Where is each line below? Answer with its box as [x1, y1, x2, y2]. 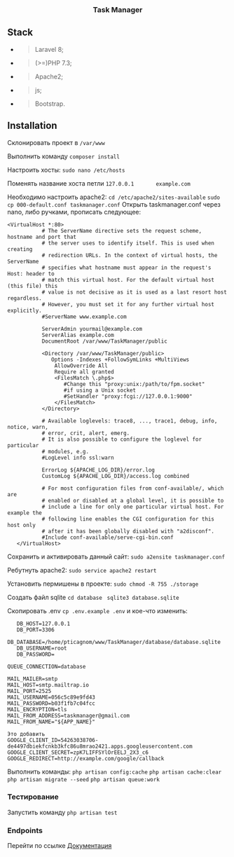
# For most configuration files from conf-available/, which [41, 485, 224, 492]
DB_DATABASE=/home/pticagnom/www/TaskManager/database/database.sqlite [7, 638, 221, 645]
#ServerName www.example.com [41, 313, 128, 320]
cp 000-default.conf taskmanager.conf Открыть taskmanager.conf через [7, 200, 221, 208]
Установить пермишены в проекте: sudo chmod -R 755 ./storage [7, 580, 199, 588]
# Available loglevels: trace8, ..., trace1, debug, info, [41, 417, 218, 425]
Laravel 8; [34, 45, 64, 53]
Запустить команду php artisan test [7, 808, 118, 816]
